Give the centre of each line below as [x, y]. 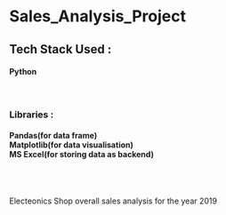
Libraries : [32, 115]
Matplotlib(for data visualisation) [71, 145]
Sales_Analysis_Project [98, 16]
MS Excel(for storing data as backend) [81, 155]
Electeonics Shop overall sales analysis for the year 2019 [113, 201]
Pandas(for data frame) [53, 136]
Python [23, 72]
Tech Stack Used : [61, 49]
